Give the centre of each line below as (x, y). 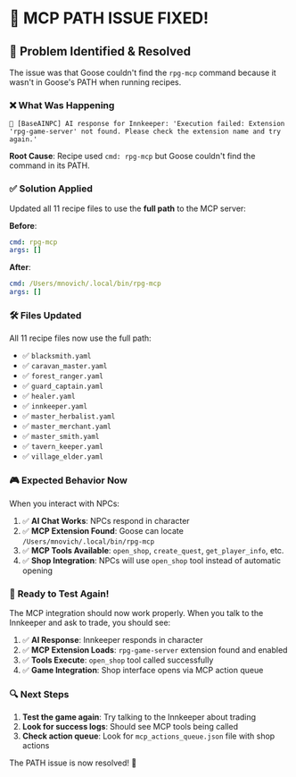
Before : (23, 225)
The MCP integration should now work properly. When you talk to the (136, 612)
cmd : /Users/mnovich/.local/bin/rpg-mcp (86, 284)
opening (37, 570)
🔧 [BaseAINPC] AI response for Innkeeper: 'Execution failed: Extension (147, 124)
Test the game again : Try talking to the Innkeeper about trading (139, 717)
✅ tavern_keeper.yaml (63, 446)
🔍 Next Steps (39, 694)
